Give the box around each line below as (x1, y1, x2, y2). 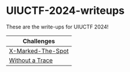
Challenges (22, 37, 56, 45)
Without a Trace (9, 56, 53, 64)
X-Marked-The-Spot (9, 46, 69, 55)
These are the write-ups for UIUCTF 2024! (6, 23, 109, 30)
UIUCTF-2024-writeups (6, 4, 125, 17)
